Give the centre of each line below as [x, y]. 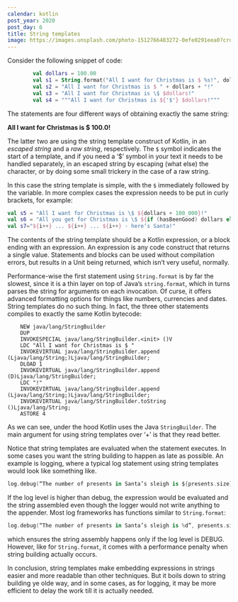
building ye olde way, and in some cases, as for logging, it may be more [112, 583]
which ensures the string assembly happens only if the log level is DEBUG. [116, 539]
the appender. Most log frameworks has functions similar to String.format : [117, 513]
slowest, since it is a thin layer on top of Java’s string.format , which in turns [119, 284]
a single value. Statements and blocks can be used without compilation [111, 255]
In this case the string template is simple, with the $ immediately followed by [118, 185]
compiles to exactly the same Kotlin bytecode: [74, 314]
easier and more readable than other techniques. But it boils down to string [117, 575]
